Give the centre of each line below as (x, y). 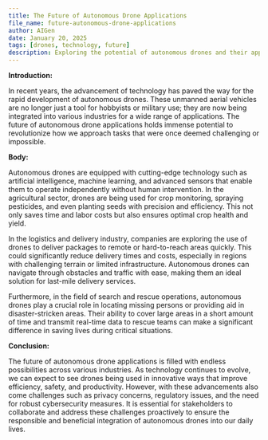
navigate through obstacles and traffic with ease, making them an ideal (125, 273)
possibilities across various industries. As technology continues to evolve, (130, 370)
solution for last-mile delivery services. (72, 281)
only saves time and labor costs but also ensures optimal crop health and (128, 215)
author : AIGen (32, 30)
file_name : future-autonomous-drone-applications (93, 23)
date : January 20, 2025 (48, 38)
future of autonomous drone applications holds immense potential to (121, 125)
